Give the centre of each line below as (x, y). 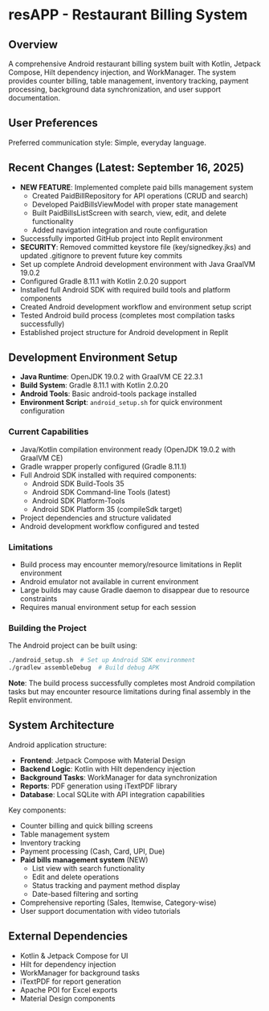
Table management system (65, 834)
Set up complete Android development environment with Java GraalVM (137, 264)
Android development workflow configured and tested (109, 526)
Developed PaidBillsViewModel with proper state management (135, 204)
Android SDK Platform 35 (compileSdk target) (107, 509)
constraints (39, 599)
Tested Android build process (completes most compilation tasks (127, 315)
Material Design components (67, 998)
